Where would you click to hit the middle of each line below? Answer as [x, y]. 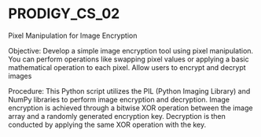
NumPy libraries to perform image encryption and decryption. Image [119, 99]
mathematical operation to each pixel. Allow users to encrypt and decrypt [127, 67]
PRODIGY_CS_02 [64, 14]
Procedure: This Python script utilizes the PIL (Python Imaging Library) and [129, 91]
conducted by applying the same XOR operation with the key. [107, 124]
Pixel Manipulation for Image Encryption [73, 35]
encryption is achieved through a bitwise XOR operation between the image [130, 108]
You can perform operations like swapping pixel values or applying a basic [129, 59]
